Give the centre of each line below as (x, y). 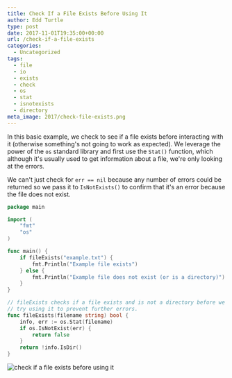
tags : (15, 59)
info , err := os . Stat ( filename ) (66, 322)
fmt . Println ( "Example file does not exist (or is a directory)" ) (129, 277)
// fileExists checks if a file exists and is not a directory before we (116, 302)
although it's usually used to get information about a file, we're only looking (115, 158)
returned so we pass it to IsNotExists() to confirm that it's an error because (116, 187)
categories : (24, 46)
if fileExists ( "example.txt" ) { (66, 257)
